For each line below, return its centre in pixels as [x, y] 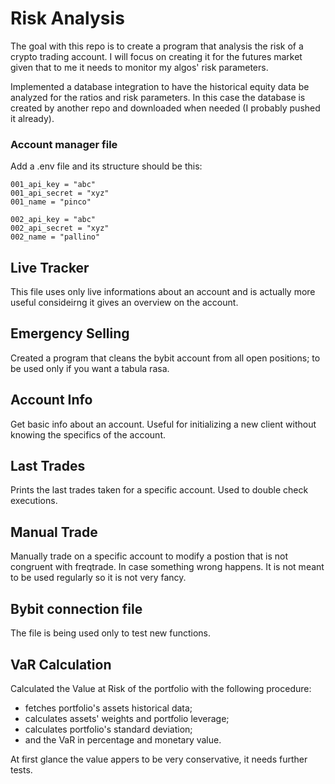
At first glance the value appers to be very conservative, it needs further [159, 759]
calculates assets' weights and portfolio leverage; [127, 718]
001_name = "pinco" [51, 202]
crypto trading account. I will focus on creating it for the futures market [156, 56]
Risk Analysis [67, 18]
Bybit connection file [76, 608]
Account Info [51, 400]
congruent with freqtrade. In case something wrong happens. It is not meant [167, 567]
